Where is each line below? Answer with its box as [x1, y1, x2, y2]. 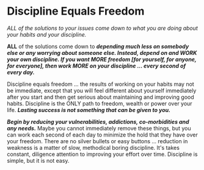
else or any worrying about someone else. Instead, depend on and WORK [7, 49, 197, 56]
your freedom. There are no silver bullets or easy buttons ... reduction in [7, 137, 188, 144]
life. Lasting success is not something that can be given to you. [7, 106, 170, 113]
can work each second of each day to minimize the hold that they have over [7, 131, 198, 138]
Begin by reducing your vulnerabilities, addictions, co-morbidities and [7, 118, 189, 126]
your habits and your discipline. [7, 30, 87, 38]
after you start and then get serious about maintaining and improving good [7, 93, 194, 101]
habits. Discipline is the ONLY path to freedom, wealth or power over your [7, 99, 192, 107]
